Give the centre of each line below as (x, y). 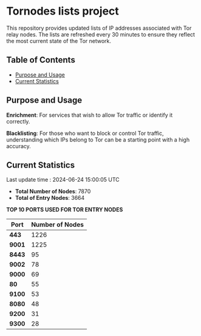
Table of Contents (41, 60)
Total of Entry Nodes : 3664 (50, 198)
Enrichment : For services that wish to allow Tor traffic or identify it (90, 115)
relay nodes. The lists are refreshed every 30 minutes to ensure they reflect (101, 34)
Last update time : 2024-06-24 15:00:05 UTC (63, 180)
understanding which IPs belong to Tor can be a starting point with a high (98, 139)
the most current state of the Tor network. (59, 41)
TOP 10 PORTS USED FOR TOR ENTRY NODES (65, 210)
